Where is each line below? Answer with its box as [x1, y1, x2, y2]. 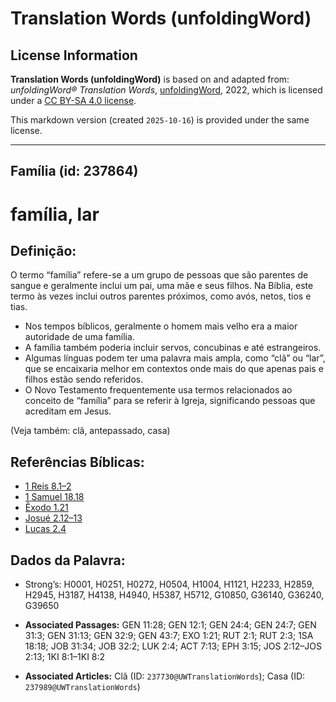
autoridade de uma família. [24, 331, 135, 343]
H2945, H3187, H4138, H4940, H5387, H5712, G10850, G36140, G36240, [24, 589, 325, 601]
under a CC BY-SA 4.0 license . [10, 95, 137, 106]
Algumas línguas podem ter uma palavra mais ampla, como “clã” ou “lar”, [24, 352, 326, 364]
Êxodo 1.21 [24, 502, 69, 514]
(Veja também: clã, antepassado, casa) [10, 425, 171, 437]
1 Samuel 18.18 [24, 491, 85, 503]
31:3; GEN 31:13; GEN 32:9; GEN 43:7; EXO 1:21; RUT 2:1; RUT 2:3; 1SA [24, 630, 314, 642]
